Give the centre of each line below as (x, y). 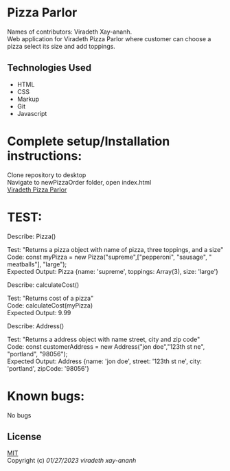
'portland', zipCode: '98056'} (48, 368)
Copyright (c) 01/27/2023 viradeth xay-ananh (72, 461)
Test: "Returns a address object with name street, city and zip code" (104, 339)
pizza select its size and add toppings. (61, 46)
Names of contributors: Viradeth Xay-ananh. (70, 32)
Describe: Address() (36, 326)
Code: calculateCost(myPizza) (50, 305)
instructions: (45, 156)
